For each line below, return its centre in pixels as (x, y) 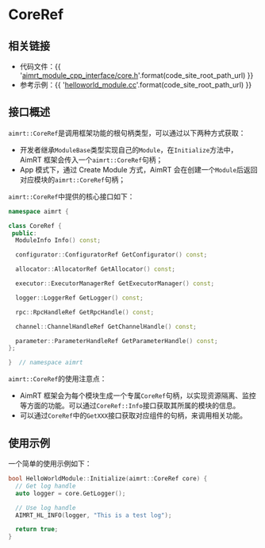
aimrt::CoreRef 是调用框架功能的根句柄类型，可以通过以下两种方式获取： (127, 133)
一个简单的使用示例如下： (50, 463)
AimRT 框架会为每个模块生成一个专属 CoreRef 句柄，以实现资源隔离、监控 (138, 396)
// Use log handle (46, 507)
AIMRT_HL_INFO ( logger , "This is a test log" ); (94, 515)
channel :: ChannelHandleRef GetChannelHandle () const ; (106, 326)
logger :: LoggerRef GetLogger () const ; (80, 298)
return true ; (37, 530)
